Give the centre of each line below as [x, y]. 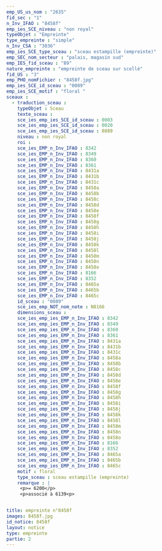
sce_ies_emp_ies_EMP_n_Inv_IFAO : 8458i [69, 403]
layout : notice [26, 528]
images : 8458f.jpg [30, 516]
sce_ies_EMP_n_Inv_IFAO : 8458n [58, 262]
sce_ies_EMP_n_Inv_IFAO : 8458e [58, 211]
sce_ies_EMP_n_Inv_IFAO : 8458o [58, 267]
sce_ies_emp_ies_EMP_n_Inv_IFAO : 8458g [69, 392]
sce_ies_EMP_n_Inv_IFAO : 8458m [58, 256]
